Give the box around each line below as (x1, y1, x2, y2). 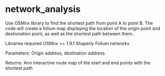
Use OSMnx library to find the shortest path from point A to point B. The (5, 20, 153, 26)
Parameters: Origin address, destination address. (5, 50, 106, 56)
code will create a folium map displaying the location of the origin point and (5, 25, 160, 31)
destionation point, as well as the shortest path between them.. (5, 30, 135, 36)
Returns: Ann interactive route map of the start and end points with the (5, 59, 151, 65)
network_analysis (5, 3, 81, 15)
